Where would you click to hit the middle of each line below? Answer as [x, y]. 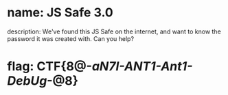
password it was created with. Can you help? [71, 38]
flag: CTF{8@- [50, 67]
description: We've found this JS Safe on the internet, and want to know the [114, 31]
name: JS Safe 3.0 [60, 13]
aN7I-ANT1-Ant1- [142, 67]
